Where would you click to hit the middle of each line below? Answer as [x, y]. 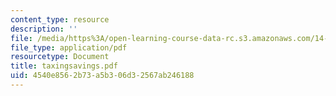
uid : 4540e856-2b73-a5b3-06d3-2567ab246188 [102, 76]
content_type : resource [60, 19]
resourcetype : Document [60, 57]
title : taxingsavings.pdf [64, 66]
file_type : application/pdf [69, 47]
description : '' [44, 29]
